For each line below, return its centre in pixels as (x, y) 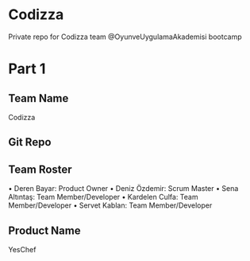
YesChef (22, 249)
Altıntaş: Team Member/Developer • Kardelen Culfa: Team (103, 197)
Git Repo (30, 142)
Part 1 (27, 69)
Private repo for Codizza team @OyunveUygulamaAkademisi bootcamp (125, 37)
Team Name (38, 98)
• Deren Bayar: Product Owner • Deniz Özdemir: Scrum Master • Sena (123, 189)
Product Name (44, 230)
